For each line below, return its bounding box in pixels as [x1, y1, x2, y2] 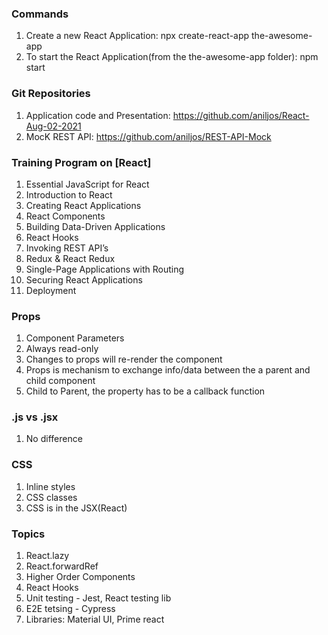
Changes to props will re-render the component [25, 353, 223, 366]
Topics [11, 527, 46, 541]
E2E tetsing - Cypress [25, 603, 116, 615]
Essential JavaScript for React [25, 178, 150, 190]
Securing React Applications [25, 273, 143, 286]
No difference [25, 433, 83, 445]
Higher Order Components [25, 571, 136, 583]
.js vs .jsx [11, 410, 59, 424]
